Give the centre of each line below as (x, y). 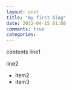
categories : (21, 35)
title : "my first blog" (36, 18)
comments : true (25, 29)
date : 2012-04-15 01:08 (36, 23)
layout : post (23, 12)
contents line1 (23, 52)
